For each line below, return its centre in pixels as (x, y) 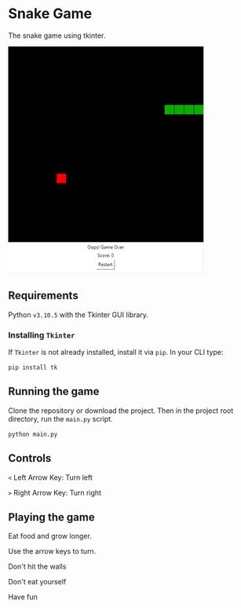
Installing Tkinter (42, 335)
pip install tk (33, 368)
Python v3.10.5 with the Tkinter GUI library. (79, 315)
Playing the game (52, 517)
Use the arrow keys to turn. (52, 551)
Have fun (23, 597)
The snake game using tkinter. (57, 35)
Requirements (43, 296)
